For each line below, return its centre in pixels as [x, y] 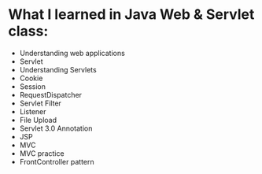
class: [28, 31]
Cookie [31, 78]
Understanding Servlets [58, 69]
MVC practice [42, 153]
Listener [33, 111]
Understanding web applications [72, 53]
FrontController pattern [57, 161]
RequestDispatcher [51, 94]
